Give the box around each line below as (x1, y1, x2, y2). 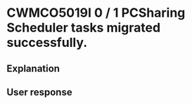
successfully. (6, 35, 88, 50)
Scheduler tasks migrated (6, 20, 161, 36)
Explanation (6, 62, 60, 74)
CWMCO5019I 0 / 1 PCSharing (6, 5, 186, 21)
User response (6, 86, 72, 98)
